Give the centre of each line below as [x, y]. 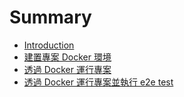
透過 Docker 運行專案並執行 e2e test [98, 82]
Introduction [49, 45]
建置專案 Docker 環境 [67, 57]
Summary [50, 17]
